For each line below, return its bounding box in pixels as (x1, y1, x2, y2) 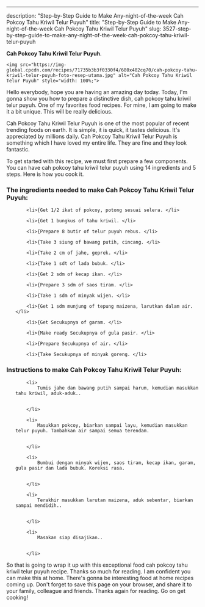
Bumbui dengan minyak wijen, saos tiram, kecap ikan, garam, (37, 459, 196, 466)
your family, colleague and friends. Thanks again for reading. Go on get (6, 587, 186, 594)
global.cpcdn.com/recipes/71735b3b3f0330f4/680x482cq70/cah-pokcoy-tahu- (6, 67, 198, 73)
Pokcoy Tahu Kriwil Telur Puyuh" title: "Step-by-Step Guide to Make (6, 19, 177, 26)
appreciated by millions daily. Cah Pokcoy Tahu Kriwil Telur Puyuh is (6, 133, 178, 140)
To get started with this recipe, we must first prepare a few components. (6, 158, 188, 165)
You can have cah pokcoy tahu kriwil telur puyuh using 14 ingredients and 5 (6, 164, 196, 171)
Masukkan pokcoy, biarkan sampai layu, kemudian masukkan (37, 422, 188, 428)
